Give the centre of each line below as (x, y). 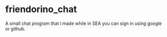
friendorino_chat (41, 9)
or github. (15, 28)
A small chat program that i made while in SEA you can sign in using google (83, 23)
